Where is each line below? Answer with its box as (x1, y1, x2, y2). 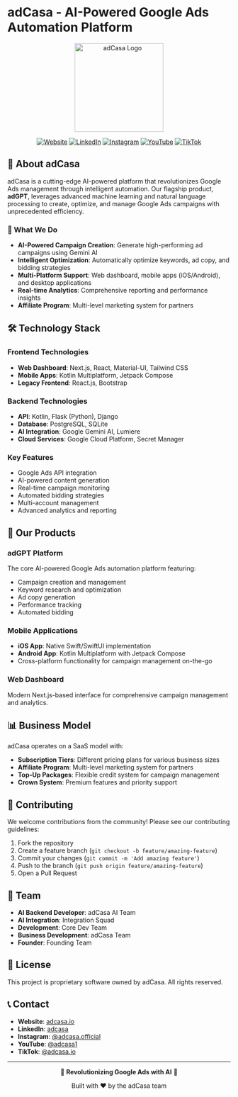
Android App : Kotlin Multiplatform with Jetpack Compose (17, 649, 186, 658)
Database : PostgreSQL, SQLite (17, 420, 108, 429)
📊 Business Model (7, 720, 91, 731)
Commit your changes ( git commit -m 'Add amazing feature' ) (17, 854, 200, 862)
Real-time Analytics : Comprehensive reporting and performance (17, 286, 208, 295)
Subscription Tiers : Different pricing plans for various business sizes (17, 755, 220, 764)
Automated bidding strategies (17, 491, 105, 500)
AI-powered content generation (17, 476, 110, 485)
